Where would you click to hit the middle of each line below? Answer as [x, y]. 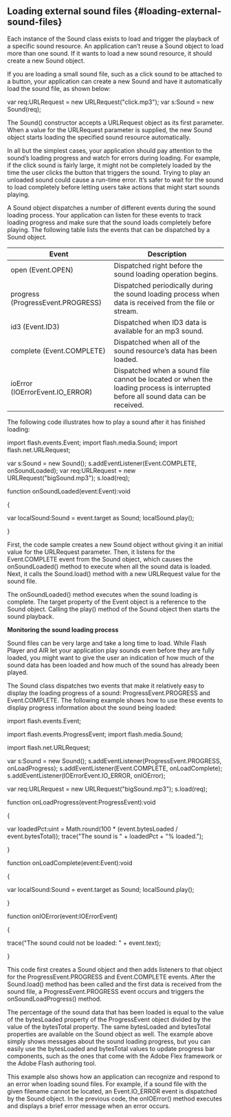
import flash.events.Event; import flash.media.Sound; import [92, 443]
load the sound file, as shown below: [59, 88]
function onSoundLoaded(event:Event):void [69, 491]
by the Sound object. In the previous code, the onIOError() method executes [114, 1098]
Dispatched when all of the [157, 342]
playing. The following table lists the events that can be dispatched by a [109, 229]
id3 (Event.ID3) [35, 326]
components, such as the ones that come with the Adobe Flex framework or [115, 1056]
